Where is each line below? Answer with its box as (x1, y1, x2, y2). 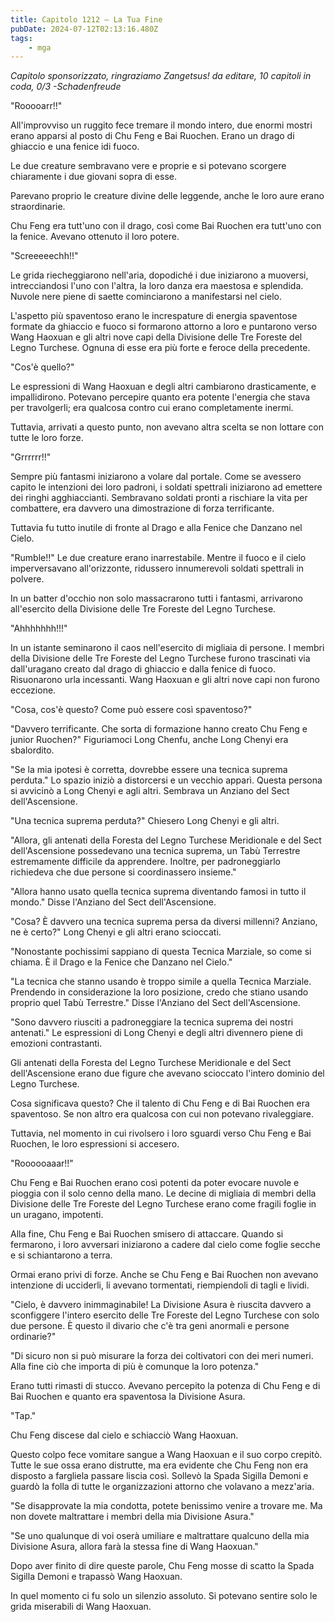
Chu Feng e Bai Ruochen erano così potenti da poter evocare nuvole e (10, 1177, 300, 1189)
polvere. (10, 573, 45, 585)
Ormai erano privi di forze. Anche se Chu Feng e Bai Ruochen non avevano (10, 1269, 319, 1281)
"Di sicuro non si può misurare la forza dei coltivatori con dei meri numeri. (10, 1350, 314, 1362)
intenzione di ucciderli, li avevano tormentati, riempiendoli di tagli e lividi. (10, 1279, 310, 1291)
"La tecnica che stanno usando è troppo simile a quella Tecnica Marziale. (10, 976, 312, 988)
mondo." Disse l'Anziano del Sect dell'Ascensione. (10, 896, 217, 908)
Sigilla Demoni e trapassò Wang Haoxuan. (10, 1571, 183, 1583)
